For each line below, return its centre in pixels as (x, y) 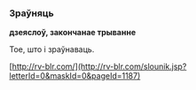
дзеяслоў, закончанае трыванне (72, 33)
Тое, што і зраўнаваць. (52, 49)
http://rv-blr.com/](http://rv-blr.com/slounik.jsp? (99, 67)
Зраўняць (32, 13)
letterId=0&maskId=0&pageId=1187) (75, 76)
